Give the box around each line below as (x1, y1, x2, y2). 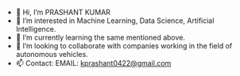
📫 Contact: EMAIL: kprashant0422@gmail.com (15, 59, 172, 67)
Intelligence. (15, 25, 56, 33)
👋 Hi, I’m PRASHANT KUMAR (15, 8, 111, 17)
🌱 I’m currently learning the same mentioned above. (15, 32, 185, 42)
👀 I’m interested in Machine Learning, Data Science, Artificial (15, 16, 215, 25)
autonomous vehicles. (15, 50, 89, 59)
